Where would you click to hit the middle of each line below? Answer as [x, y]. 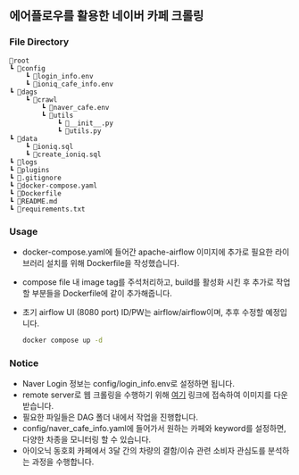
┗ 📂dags [24, 92]
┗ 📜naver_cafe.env [75, 107]
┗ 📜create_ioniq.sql [63, 154]
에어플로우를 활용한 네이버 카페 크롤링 [107, 16]
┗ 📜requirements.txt [48, 209]
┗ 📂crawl [42, 100]
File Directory [39, 42]
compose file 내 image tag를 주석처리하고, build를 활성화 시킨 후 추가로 [148, 282]
